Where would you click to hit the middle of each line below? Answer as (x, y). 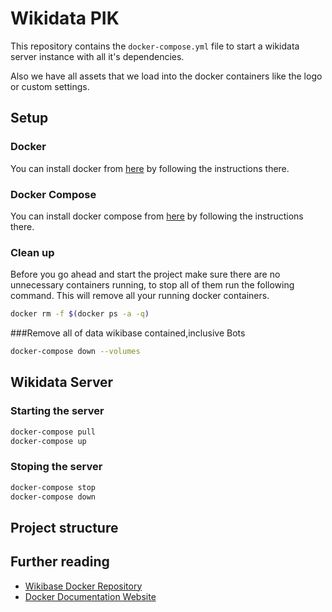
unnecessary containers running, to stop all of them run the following (152, 285)
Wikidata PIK (65, 18)
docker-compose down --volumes (75, 352)
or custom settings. (50, 86)
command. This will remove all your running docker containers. (140, 296)
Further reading (60, 562)
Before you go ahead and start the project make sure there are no (145, 274)
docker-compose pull (53, 432)
